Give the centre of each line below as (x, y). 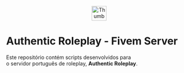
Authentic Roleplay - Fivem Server (92, 41)
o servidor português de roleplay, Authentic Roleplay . (72, 63)
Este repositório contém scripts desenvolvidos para (69, 57)
